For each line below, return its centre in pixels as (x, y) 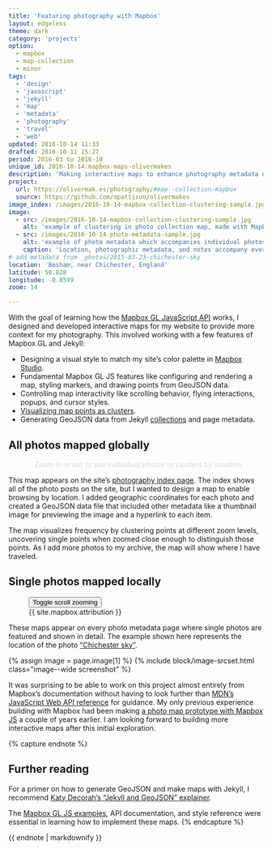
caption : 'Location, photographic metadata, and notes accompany (136, 250)
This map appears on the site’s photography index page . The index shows (132, 480)
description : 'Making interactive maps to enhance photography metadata (134, 174)
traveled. (23, 556)
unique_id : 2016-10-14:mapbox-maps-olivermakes (90, 167)
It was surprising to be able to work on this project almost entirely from (126, 685)
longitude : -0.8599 (41, 280)
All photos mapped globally (79, 445)
